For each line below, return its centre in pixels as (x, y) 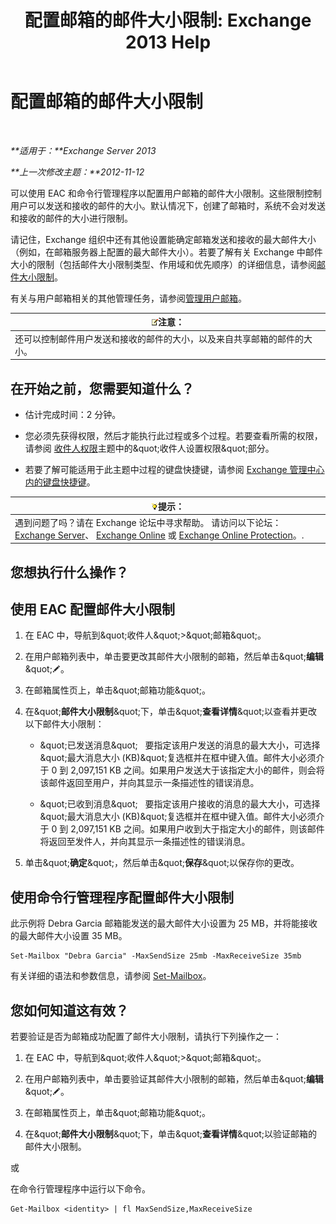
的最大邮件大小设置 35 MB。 (69, 936)
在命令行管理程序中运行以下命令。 (80, 1189)
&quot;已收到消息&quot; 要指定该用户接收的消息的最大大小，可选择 (180, 804)
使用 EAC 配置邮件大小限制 (93, 609)
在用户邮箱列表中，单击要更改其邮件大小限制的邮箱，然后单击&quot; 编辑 (174, 657)
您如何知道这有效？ (69, 1010)
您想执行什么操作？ (69, 572)
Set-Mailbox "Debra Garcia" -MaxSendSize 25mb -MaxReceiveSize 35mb (156, 956)
